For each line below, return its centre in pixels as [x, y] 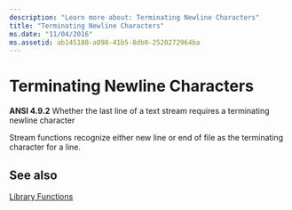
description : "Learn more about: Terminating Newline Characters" [134, 17]
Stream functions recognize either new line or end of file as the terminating [146, 138]
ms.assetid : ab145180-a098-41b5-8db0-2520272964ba [105, 42]
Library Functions [41, 196]
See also [33, 175]
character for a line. [45, 147]
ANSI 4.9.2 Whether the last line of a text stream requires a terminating [139, 111]
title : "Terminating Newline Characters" [87, 26]
